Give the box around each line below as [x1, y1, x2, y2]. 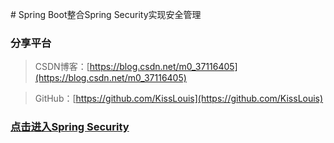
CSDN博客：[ [34, 61, 90, 73]
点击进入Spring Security [10, 120, 130, 134]
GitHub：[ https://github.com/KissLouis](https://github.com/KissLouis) [34, 93, 324, 105]
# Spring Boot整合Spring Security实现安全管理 [10, 9, 202, 20]
